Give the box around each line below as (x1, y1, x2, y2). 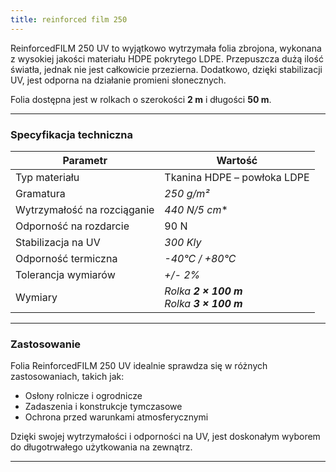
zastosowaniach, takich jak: (10, 371, 125, 383)
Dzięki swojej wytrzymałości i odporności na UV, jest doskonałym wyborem (10, 431, 321, 443)
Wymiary (15, 290, 58, 304)
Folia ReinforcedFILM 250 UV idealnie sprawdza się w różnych (10, 360, 268, 372)
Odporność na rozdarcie (15, 219, 130, 233)
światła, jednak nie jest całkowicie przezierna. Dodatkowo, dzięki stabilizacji (10, 63, 323, 75)
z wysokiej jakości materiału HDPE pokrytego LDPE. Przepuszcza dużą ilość (10, 52, 324, 65)
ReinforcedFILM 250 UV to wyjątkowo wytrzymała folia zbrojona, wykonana (10, 42, 322, 54)
